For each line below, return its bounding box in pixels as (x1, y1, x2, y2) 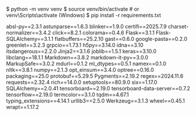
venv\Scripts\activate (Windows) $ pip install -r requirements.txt (6, 12, 161, 19)
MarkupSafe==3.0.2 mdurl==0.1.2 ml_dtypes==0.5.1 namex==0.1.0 (6, 60, 167, 67)
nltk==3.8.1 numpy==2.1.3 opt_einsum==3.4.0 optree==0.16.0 (6, 66, 154, 73)
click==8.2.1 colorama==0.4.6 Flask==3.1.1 (52, 29, 155, 36)
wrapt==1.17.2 (6, 104, 39, 110)
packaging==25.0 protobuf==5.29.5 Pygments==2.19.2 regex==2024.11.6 (6, 73, 184, 79)
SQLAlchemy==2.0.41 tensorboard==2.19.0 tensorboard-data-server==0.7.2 (6, 85, 191, 92)
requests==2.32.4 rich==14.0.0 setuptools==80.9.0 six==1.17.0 (6, 79, 157, 86)
